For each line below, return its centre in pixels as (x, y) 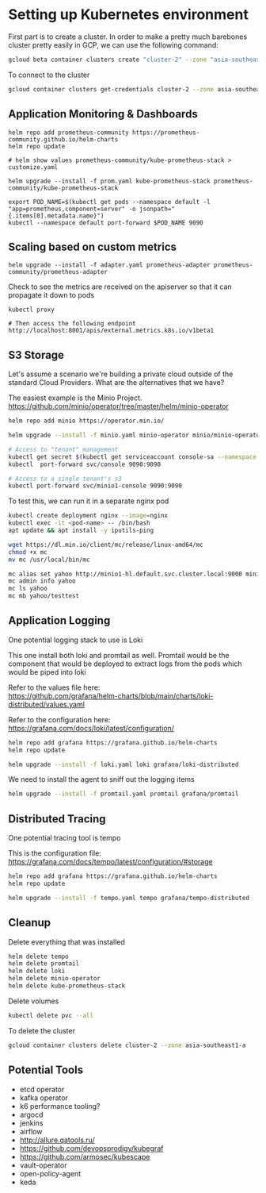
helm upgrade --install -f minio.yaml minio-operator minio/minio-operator (136, 435)
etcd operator (42, 1089)
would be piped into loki (47, 672)
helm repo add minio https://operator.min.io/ (86, 421)
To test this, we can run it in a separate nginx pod (89, 501)
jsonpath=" (157, 209)
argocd (31, 1114)
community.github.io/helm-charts (63, 139)
